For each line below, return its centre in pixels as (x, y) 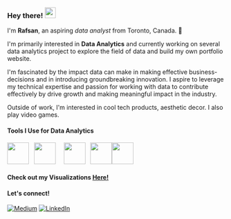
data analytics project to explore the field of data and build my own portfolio (115, 51)
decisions (21, 79)
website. (19, 59)
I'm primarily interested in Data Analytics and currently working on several (113, 44)
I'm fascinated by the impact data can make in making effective (98, 72)
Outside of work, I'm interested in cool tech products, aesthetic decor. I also (115, 108)
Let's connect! (28, 193)
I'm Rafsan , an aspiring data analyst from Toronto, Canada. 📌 (95, 30)
